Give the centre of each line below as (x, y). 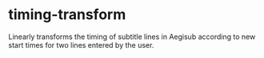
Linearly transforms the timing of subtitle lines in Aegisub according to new (132, 37)
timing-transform (67, 15)
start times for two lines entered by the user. (81, 44)
